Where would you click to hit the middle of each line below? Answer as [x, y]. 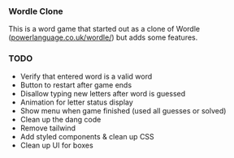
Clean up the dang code [61, 119]
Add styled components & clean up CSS [87, 136]
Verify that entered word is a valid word [86, 76]
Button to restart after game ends [76, 85]
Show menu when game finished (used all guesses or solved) [123, 110]
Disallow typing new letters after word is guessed [103, 93]
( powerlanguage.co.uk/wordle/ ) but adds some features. [103, 37]
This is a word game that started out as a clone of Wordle [104, 29]
